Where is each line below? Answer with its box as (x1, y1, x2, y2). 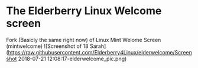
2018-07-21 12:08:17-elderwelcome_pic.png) (18, 55, 127, 62)
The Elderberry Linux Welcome (6, 4, 162, 18)
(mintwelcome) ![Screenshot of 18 (6, 43, 89, 50)
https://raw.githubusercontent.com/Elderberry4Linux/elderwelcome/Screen (8, 48, 192, 56)
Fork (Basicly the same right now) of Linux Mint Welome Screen (6, 36, 161, 43)
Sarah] (89, 43, 106, 50)
